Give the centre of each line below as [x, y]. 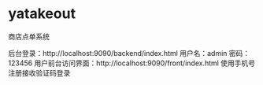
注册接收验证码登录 [39, 72]
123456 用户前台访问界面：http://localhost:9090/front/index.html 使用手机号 [132, 63]
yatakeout [42, 14]
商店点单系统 [29, 36]
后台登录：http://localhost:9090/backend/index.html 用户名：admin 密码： [129, 53]
